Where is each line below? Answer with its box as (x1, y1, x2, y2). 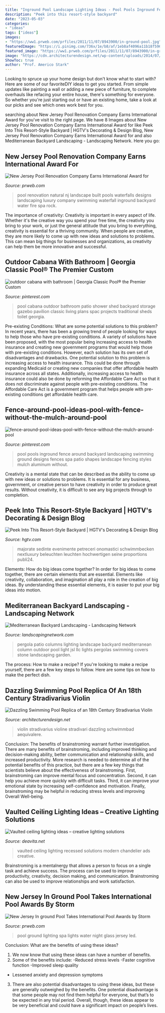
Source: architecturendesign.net (5, 717, 71, 722)
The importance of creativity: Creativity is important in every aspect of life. (5, 212, 156, 218)
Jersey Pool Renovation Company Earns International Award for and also (5, 133, 152, 139)
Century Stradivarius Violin (5, 694, 90, 702)
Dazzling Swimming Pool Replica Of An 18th (5, 686, 141, 695)
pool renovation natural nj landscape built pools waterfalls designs (17, 192, 152, 198)
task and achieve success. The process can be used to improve (5, 867, 134, 874)
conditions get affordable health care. (22, 391, 98, 397)
